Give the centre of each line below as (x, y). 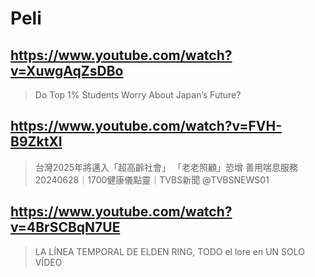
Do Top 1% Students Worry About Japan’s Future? (138, 95)
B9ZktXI (36, 142)
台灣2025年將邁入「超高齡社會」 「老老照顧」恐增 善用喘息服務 (166, 167)
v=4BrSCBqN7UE (65, 227)
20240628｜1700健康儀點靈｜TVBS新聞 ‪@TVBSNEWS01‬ (152, 179)
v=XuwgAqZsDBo (67, 70)
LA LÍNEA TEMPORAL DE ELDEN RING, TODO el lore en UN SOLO (170, 251)
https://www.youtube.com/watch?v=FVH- (146, 126)
